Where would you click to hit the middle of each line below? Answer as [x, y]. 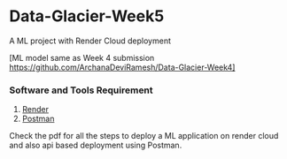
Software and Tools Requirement [81, 90]
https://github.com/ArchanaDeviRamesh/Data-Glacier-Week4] [122, 67]
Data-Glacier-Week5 [87, 16]
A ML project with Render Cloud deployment [90, 41]
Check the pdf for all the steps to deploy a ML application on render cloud [144, 136]
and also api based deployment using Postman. [96, 145]
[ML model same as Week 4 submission [82, 57]
